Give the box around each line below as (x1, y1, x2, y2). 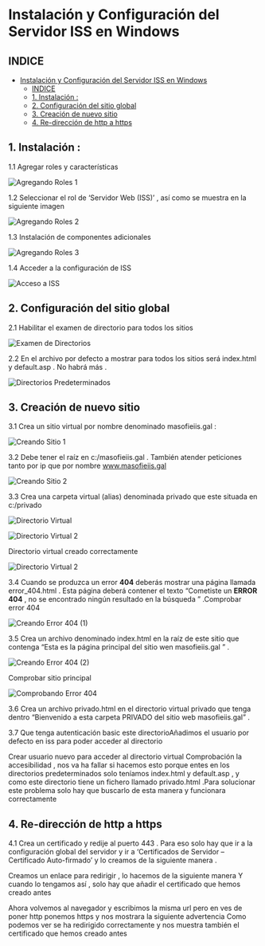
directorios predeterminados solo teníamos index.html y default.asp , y (8, 769, 240, 779)
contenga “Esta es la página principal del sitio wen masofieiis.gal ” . (8, 642, 230, 652)
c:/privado (8, 500, 42, 510)
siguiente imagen (8, 201, 65, 210)
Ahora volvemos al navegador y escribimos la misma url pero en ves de (8, 903, 243, 913)
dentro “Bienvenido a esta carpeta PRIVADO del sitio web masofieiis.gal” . (8, 712, 251, 722)
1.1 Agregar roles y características (8, 162, 119, 171)
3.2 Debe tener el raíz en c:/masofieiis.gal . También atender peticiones (8, 453, 243, 462)
